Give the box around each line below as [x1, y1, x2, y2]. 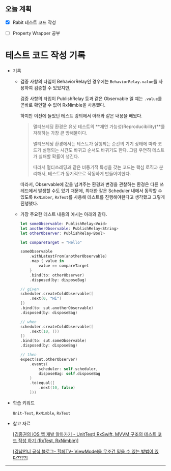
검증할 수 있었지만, [34, 84, 71, 90]
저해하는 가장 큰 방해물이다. [33, 130, 88, 136]
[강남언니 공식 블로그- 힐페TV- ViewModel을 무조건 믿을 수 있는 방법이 [12, 448, 154, 454]
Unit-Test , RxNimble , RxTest [12, 410, 71, 416]
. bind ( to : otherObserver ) [30, 272, 85, 278]
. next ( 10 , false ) [38, 385, 75, 390]
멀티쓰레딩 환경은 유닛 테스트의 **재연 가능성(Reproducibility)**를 [33, 123, 165, 130]
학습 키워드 [12, 399, 35, 405]
